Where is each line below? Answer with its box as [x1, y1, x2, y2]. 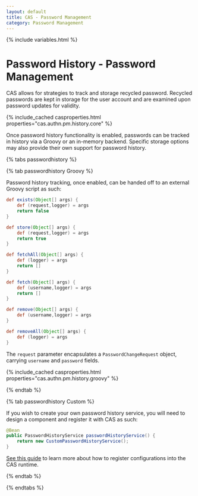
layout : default [6, 8, 46, 15]
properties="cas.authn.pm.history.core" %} [6, 120, 113, 127]
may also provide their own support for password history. [6, 144, 147, 152]
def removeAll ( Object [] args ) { [6, 328, 86, 334]
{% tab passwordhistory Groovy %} [6, 168, 93, 175]
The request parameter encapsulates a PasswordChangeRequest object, [6, 350, 177, 358]
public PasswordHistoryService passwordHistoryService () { [6, 433, 156, 439]
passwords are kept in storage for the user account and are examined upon [6, 96, 191, 103]
